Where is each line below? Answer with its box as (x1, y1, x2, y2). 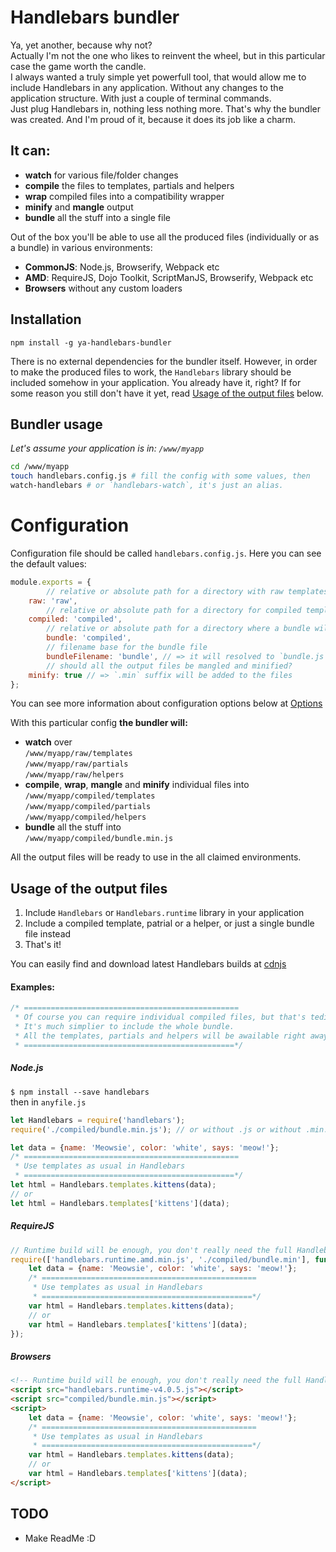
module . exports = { (10, 577, 92, 587)
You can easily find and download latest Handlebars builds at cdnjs (10, 958, 287, 970)
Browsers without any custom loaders (24, 282, 183, 294)
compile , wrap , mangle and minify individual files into (24, 779, 250, 791)
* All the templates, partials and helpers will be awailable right (14, 1031, 307, 1041)
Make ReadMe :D (24, 1532, 97, 1544)
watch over (24, 736, 73, 748)
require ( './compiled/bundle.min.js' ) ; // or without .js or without (10, 1124, 302, 1135)
